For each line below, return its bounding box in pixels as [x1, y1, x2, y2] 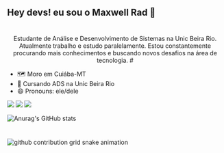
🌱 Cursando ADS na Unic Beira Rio [16, 79, 115, 87]
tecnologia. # [97, 56, 134, 64]
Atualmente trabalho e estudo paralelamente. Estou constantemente [19, 42, 211, 50]
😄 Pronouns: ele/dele [16, 87, 79, 95]
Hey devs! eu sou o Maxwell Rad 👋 [7, 7, 156, 18]
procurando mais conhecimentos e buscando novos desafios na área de [12, 48, 218, 57]
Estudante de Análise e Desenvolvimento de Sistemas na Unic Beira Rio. [13, 34, 217, 42]
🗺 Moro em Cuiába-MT [16, 70, 87, 78]
